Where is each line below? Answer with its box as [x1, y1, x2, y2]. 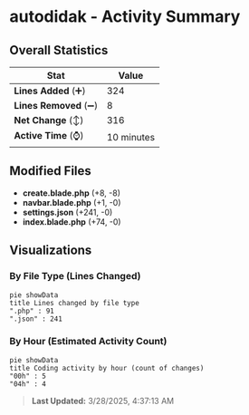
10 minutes [106, 130, 156, 143]
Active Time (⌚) [14, 130, 84, 141]
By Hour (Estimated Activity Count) [9, 335, 168, 348]
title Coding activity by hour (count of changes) [9, 363, 205, 372]
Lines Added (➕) [14, 84, 86, 97]
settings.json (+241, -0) [22, 207, 113, 217]
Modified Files [9, 163, 92, 179]
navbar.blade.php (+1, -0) [22, 197, 121, 207]
